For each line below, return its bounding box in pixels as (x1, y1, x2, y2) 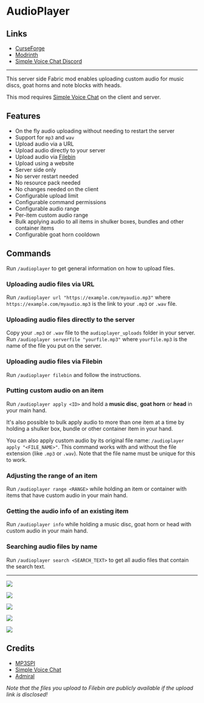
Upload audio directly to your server (15, 146, 106, 154)
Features (6, 111, 41, 121)
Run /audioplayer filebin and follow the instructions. (6, 371, 141, 378)
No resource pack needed (15, 178, 81, 186)
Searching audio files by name (6, 542, 98, 551)
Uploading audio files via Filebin (6, 358, 103, 366)
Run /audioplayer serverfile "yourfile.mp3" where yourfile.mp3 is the (6, 336, 188, 343)
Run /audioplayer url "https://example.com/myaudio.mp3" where (6, 294, 171, 301)
